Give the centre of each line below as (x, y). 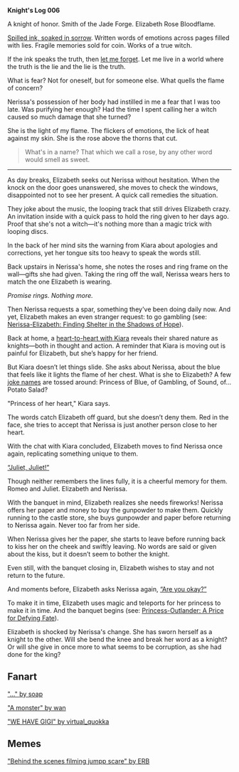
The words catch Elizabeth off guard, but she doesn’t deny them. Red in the (118, 417)
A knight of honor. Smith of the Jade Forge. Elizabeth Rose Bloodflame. (111, 24)
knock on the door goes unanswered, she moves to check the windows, (113, 187)
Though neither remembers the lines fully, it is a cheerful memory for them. (117, 481)
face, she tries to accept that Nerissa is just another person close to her (112, 425)
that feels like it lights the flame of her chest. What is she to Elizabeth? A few (119, 375)
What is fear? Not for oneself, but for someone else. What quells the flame (116, 80)
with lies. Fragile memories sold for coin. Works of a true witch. (100, 45)
